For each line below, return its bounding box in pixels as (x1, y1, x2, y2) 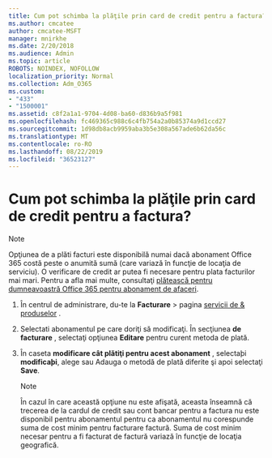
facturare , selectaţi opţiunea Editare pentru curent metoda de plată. (19, 333, 249, 343)
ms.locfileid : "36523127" (8, 155, 96, 163)
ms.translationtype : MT (8, 132, 89, 140)
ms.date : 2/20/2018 (8, 42, 74, 50)
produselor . (19, 309, 62, 319)
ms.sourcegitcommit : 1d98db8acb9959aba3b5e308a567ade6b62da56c (8, 125, 227, 133)
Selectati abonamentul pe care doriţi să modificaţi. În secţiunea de (19, 324, 241, 334)
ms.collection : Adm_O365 (8, 79, 92, 88)
